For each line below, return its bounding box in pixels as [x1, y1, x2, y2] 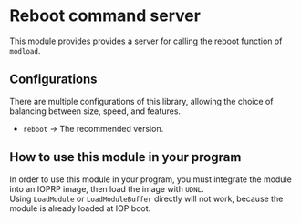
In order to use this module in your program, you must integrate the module [9, 174, 292, 185]
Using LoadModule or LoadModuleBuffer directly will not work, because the [9, 193, 284, 204]
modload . [9, 45, 41, 56]
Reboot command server [9, 5, 201, 26]
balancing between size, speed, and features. [9, 106, 181, 117]
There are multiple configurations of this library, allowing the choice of [9, 96, 274, 106]
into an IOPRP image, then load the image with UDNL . [9, 183, 205, 194]
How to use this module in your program [9, 149, 242, 165]
